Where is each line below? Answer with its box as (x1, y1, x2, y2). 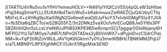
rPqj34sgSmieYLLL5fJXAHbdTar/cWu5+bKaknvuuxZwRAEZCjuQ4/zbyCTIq (5, 9, 161, 15)
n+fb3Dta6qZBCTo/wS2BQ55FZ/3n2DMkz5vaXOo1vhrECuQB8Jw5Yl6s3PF (5, 20, 161, 26)
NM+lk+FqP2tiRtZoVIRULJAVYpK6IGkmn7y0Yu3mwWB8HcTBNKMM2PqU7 (5, 36, 161, 42)
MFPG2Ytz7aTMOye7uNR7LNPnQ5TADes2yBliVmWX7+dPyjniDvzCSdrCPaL (5, 31, 162, 36)
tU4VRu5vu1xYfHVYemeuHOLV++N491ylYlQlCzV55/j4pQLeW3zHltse (19, 4, 162, 10)
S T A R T (5, 4, 19, 10)
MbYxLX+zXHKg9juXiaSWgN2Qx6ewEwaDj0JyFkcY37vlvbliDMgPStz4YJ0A (5, 15, 162, 20)
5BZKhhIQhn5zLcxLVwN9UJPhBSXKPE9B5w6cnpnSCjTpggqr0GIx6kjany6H (5, 25, 162, 31)
